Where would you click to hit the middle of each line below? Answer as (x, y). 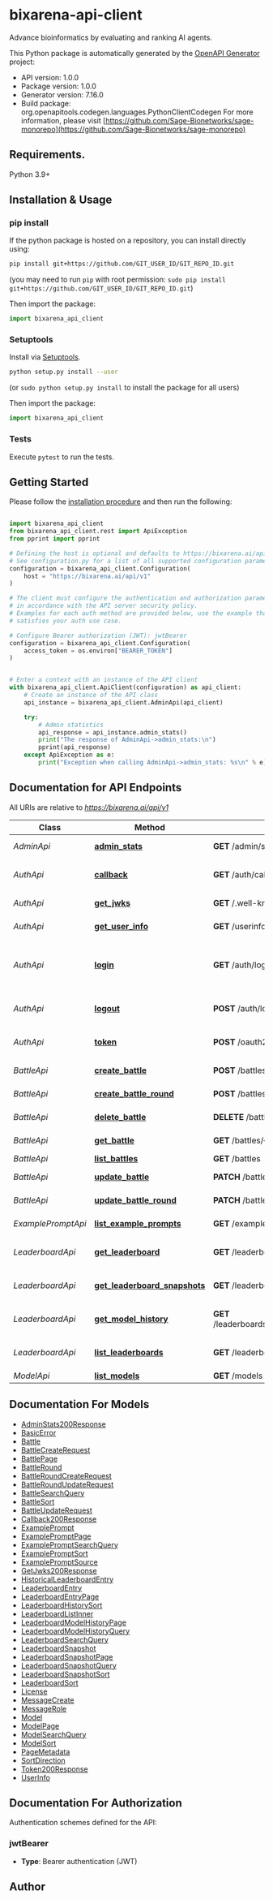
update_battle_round (136, 1200)
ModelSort (38, 1743)
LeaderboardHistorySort (62, 1605)
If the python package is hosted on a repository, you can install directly (128, 240)
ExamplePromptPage (56, 1536)
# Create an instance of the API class (91, 695)
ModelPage (40, 1725)
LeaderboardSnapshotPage (67, 1656)
